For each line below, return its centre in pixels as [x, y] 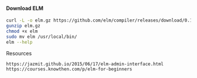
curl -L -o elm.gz [28, 20]
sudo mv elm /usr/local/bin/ [42, 37]
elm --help [19, 42]
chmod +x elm [22, 31]
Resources [19, 53]
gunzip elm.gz [23, 26]
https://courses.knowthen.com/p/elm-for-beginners [69, 69]
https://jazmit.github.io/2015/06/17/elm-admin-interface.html [85, 64]
